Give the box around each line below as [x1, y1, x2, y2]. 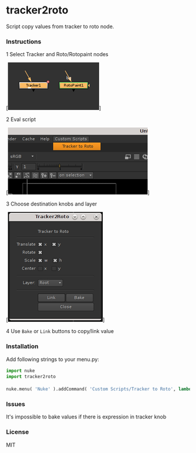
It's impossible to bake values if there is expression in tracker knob [6, 413, 166, 420]
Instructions [6, 37, 42, 46]
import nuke [6, 368, 35, 373]
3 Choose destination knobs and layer [6, 200, 97, 208]
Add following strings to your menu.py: [6, 355, 99, 363]
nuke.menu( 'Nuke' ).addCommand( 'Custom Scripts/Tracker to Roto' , [6, 386, 176, 392]
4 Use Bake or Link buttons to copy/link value [6, 328, 114, 335]
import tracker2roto [6, 374, 57, 380]
